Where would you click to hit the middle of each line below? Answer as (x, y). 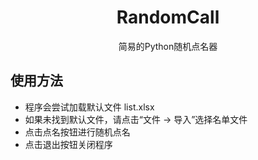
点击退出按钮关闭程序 (68, 144)
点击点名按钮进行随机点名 (77, 132)
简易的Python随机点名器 (168, 46)
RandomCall (168, 17)
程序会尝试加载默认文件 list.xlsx (89, 107)
